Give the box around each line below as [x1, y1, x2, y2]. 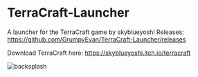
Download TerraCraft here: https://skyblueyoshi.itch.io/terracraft [7, 49, 191, 57]
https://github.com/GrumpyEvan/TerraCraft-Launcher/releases [7, 35, 186, 43]
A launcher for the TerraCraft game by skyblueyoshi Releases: [7, 28, 185, 36]
